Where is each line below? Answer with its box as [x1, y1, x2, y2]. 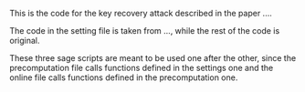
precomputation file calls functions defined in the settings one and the [9, 63, 274, 73]
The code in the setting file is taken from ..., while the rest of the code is [9, 26, 280, 36]
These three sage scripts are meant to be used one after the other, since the [9, 53, 297, 63]
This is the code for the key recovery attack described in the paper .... [9, 8, 272, 18]
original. [9, 36, 40, 46]
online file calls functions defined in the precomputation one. [9, 72, 238, 83]
